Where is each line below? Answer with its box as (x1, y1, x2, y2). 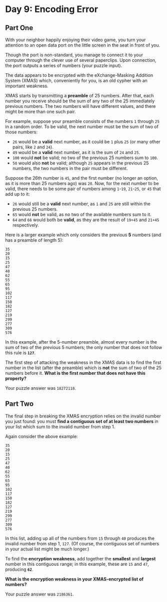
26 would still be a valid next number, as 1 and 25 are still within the (12, 201, 151, 207)
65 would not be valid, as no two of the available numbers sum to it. (12, 212, 151, 217)
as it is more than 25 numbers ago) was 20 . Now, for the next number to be (5, 181, 159, 186)
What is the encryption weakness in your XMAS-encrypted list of (5, 576, 144, 582)
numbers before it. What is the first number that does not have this (5, 370, 146, 376)
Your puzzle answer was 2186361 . (5, 591, 74, 597)
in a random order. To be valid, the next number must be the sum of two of (5, 124, 159, 129)
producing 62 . (5, 566, 33, 572)
